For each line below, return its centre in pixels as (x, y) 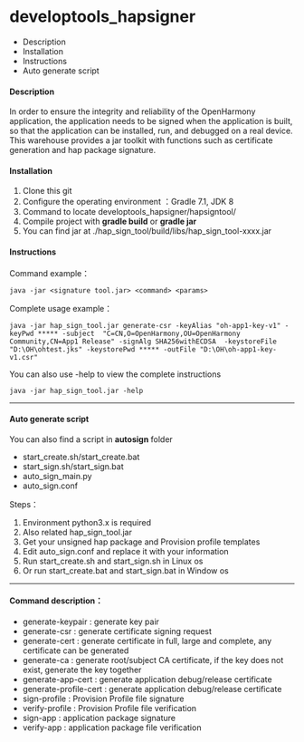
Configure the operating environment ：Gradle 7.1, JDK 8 (128, 202)
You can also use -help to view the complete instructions (115, 374)
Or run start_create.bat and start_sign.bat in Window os (125, 570)
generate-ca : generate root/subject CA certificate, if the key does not (153, 660)
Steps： (24, 504)
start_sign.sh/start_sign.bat (73, 466)
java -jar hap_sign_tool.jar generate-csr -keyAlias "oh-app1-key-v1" (145, 325)
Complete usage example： (61, 308)
